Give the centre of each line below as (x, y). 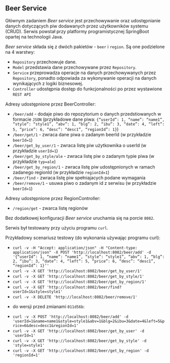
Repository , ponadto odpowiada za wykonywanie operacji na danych (84, 78)
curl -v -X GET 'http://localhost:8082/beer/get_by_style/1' (78, 276)
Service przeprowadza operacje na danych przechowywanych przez (84, 73)
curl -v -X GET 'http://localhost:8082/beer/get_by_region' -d (81, 351)
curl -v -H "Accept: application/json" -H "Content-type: (75, 248)
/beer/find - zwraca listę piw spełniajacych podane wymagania (79, 178)
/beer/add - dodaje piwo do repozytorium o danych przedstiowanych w (87, 114)
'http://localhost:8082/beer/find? (84, 287)
